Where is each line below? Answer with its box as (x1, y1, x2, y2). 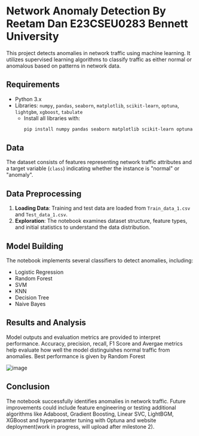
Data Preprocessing (6, 189, 82, 199)
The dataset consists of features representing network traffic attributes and (6, 159, 192, 166)
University (6, 30, 59, 43)
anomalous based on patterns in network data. (6, 62, 121, 69)
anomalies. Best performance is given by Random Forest (6, 352, 145, 360)
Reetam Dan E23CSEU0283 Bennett (6, 17, 188, 31)
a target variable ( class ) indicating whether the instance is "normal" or (6, 165, 180, 172)
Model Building (6, 241, 64, 251)
